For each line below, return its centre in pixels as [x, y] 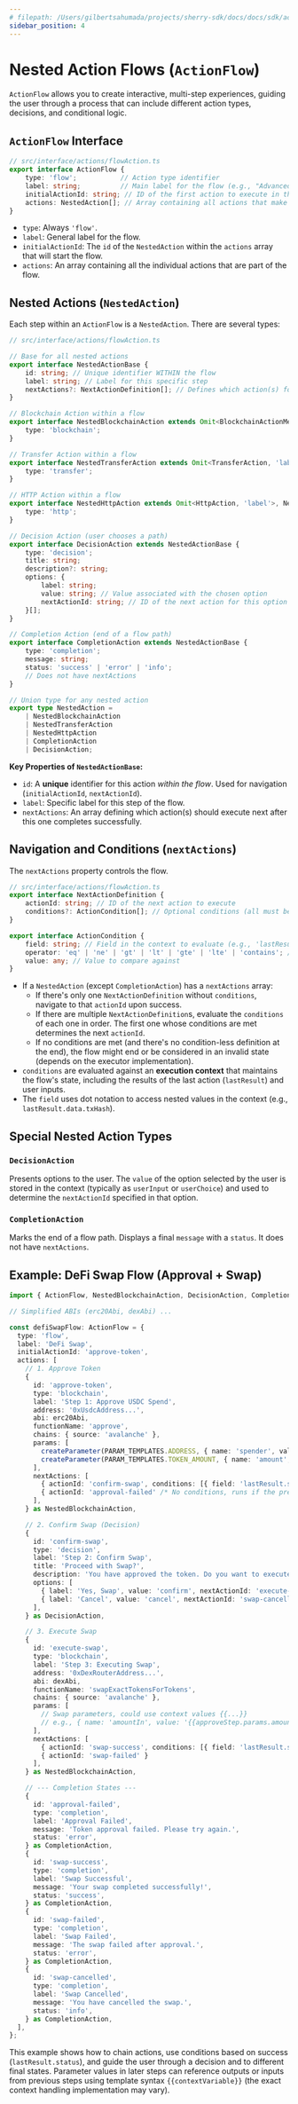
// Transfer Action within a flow [73, 454]
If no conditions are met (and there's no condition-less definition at [157, 1043]
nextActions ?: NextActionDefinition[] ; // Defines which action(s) [152, 390]
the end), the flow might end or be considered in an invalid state [152, 1052]
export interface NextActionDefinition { [87, 895]
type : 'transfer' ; [59, 471]
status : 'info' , [63, 2011]
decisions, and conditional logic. [68, 113]
